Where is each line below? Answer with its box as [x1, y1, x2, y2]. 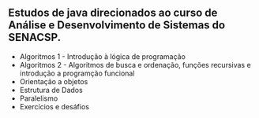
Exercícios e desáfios [19, 101, 89, 111]
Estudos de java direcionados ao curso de [8, 6, 218, 20]
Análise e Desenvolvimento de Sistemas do [8, 19, 226, 32]
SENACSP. [8, 31, 62, 44]
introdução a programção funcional [19, 68, 135, 78]
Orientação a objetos [19, 76, 88, 86]
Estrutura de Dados [19, 85, 83, 94]
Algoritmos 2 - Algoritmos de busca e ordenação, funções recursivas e [19, 60, 251, 69]
